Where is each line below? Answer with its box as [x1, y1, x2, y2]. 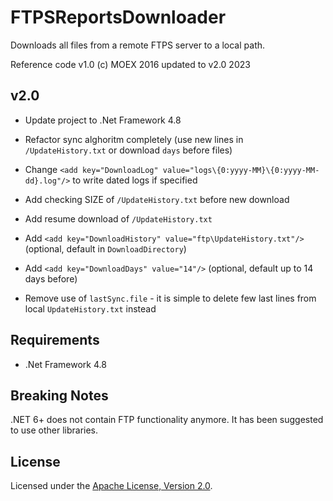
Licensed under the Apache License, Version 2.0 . [10, 480, 213, 492]
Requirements [10, 332, 100, 349]
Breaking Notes [10, 387, 109, 404]
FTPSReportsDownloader [10, 6, 227, 29]
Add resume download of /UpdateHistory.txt [24, 212, 213, 225]
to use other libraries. [10, 424, 99, 436]
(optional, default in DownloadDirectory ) [24, 242, 187, 255]
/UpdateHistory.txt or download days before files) [24, 144, 233, 156]
